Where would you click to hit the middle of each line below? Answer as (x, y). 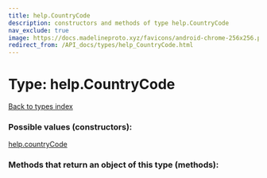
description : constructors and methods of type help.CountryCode (118, 23)
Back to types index (41, 106)
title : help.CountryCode (49, 15)
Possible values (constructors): (70, 126)
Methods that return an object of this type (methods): (114, 165)
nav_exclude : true (39, 30)
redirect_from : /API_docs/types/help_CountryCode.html (101, 45)
